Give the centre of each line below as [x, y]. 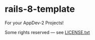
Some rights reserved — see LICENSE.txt [47, 32]
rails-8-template [40, 9]
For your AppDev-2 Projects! [34, 23]
